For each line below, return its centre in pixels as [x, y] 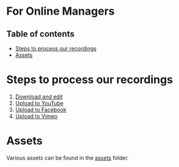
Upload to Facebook [41, 109]
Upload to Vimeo [36, 116]
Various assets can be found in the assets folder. [68, 158]
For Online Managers [60, 11]
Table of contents [40, 34]
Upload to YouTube [39, 103]
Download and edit [39, 97]
